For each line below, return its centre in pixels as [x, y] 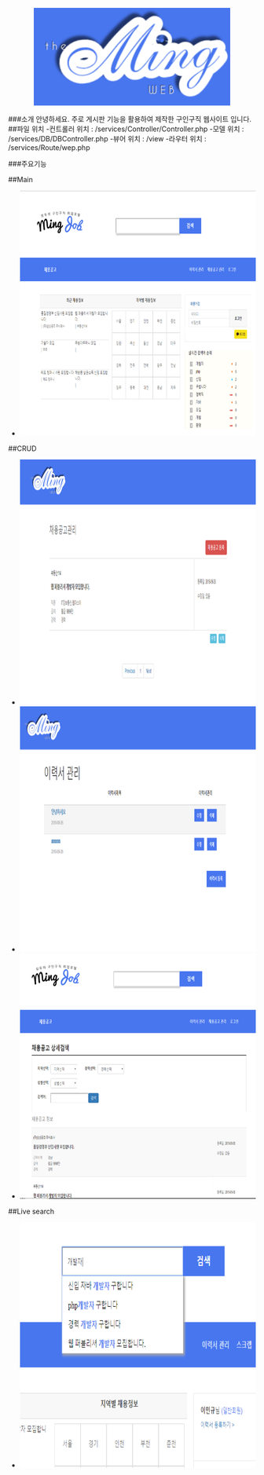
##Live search [31, 1211]
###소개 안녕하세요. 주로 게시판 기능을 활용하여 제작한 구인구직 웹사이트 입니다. [130, 119]
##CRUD [22, 448]
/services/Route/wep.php [49, 147]
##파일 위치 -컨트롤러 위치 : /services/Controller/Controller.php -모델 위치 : [126, 129]
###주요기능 [27, 163]
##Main [20, 179]
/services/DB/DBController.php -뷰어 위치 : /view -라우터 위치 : [107, 138]
